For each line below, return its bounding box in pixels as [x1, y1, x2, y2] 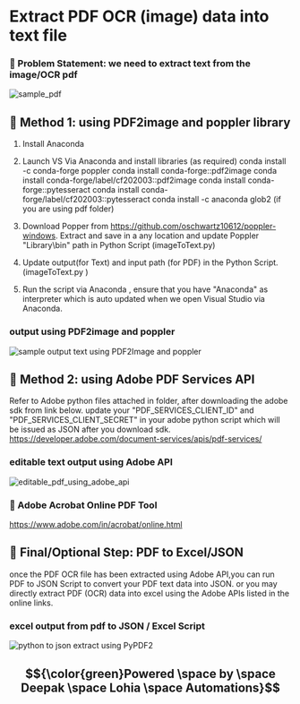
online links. [9, 597, 54, 608]
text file [9, 25, 67, 46]
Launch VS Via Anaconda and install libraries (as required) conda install [21, 156, 287, 167]
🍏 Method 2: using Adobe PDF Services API [9, 372, 255, 387]
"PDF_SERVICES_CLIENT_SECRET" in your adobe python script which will [9, 415, 280, 425]
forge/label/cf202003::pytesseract [21, 194, 150, 205]
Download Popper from [21, 221, 109, 232]
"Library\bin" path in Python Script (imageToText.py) [21, 240, 216, 251]
